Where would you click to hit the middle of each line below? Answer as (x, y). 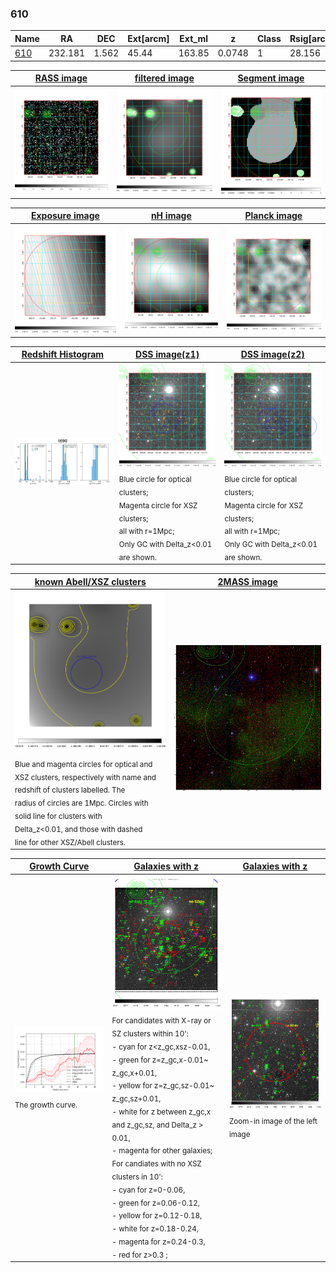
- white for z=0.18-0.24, (155, 1228)
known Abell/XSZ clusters (90, 581)
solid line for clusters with (58, 816)
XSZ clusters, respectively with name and (85, 777)
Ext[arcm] (148, 38)
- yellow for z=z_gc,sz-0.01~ (163, 1086)
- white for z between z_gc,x (161, 1112)
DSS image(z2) (272, 354)
